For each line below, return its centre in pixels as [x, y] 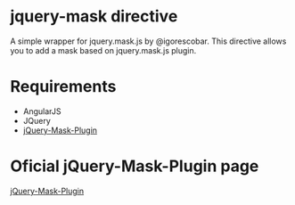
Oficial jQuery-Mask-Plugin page [135, 166]
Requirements [63, 87]
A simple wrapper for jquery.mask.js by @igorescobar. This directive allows [148, 41]
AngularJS [42, 111]
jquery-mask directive [94, 16]
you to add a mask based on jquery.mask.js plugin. [103, 50]
